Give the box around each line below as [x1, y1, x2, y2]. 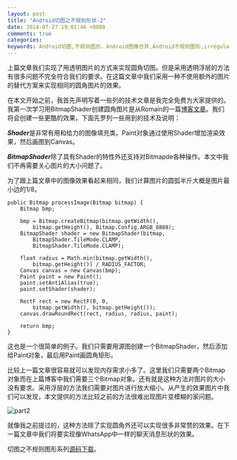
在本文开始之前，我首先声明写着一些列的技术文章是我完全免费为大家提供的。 [7, 96, 230, 104]
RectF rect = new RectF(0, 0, [20, 298, 109, 305]
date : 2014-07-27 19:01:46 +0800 [7, 23, 106, 30]
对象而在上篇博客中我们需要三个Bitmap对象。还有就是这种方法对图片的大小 [7, 375, 226, 383]
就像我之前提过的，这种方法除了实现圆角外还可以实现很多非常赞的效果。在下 [7, 421, 230, 429]
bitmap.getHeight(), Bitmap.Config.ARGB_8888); [32, 224, 175, 231]
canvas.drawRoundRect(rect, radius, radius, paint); [20, 310, 178, 317]
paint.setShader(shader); [20, 286, 97, 293]
